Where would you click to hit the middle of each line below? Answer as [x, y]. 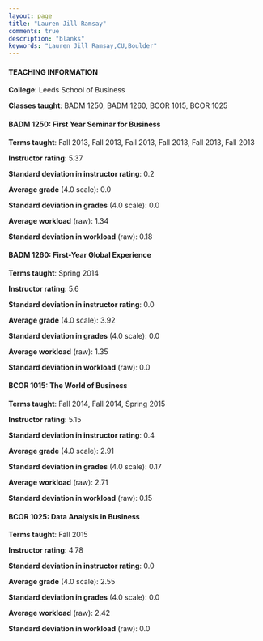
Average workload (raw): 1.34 [59, 220]
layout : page [30, 16]
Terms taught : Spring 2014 [54, 273]
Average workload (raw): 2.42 [59, 613]
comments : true [34, 31]
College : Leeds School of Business [67, 90]
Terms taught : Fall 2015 [48, 535]
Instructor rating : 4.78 [46, 550]
